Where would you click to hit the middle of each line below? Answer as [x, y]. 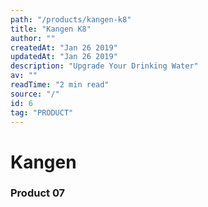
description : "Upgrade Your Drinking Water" [104, 66]
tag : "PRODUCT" [42, 112]
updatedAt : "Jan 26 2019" [64, 57]
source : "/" [35, 94]
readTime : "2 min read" [60, 85]
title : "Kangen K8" [51, 29]
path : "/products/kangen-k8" [71, 19]
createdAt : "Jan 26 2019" [64, 47]
